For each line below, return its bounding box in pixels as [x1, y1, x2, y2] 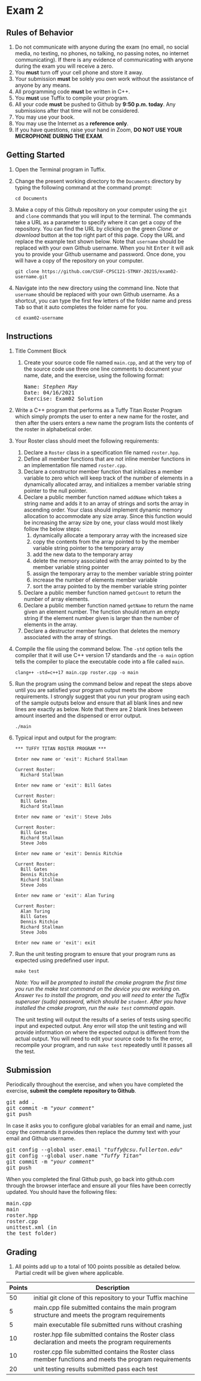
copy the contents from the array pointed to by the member [32, 538, 179, 545]
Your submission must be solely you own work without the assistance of [14, 76, 194, 82]
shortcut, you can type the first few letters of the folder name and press [14, 297, 192, 304]
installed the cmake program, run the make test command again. [14, 1004, 175, 1011]
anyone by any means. [14, 82, 71, 89]
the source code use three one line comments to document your [23, 365, 182, 372]
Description [95, 1284, 130, 1292]
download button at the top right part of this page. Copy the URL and [14, 231, 185, 239]
